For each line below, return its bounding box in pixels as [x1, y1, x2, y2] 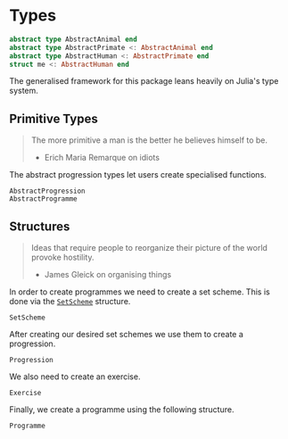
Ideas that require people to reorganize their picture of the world [30, 243, 267, 253]
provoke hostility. [30, 252, 95, 263]
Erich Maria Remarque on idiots [44, 153, 160, 163]
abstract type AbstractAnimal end [9, 35, 138, 44]
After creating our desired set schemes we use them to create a [9, 329, 243, 340]
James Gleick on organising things [44, 269, 172, 280]
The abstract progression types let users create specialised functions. [9, 170, 267, 180]
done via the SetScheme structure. [9, 296, 131, 307]
